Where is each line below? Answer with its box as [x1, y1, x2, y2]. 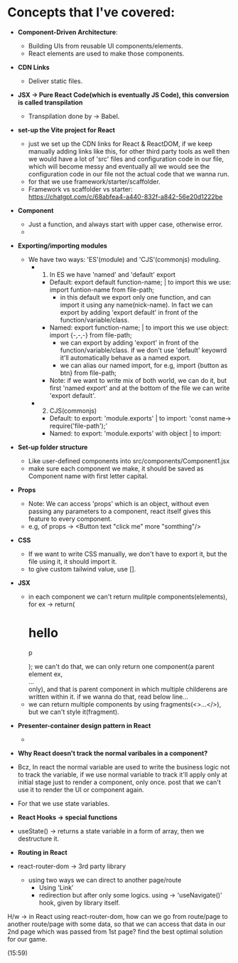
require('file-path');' [49, 421, 108, 430]
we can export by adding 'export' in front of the [60, 338, 199, 347]
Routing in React [17, 848, 67, 856]
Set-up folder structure [17, 443, 88, 451]
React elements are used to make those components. [28, 49, 185, 58]
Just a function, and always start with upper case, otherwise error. [28, 220, 223, 228]
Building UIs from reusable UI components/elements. [28, 41, 183, 50]
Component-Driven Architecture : [17, 28, 119, 36]
